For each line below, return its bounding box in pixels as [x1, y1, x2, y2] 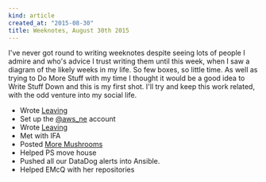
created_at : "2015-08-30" [8, 19, 94, 27]
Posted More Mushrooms [19, 140, 103, 149]
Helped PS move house [19, 148, 97, 157]
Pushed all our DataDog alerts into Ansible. [19, 157, 160, 166]
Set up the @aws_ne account [19, 114, 117, 124]
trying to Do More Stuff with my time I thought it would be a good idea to [8, 73, 245, 83]
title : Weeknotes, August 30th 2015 [8, 26, 129, 34]
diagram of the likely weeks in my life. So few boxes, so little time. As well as [8, 65, 258, 75]
